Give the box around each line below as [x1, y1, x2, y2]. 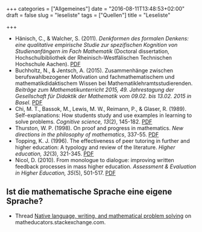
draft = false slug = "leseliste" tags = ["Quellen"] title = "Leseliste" [6, 11, 171, 19]
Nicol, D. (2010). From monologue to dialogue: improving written [14, 157, 175, 163]
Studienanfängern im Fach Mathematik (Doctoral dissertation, [14, 48, 170, 55]
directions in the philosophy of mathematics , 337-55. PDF [14, 131, 159, 138]
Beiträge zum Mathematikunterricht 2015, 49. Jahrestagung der [14, 86, 174, 93]
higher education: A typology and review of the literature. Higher [14, 144, 175, 151]
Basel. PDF [14, 99, 43, 106]
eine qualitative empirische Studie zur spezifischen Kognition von [14, 42, 178, 48]
